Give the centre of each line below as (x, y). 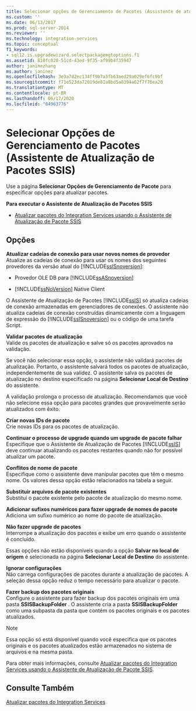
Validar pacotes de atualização (44, 336)
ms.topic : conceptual (32, 44)
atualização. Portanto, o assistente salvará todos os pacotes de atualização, (97, 367)
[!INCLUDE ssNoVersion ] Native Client (60, 289)
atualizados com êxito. (33, 409)
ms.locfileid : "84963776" (37, 104)
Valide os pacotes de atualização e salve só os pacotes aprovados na (90, 343)
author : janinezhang (31, 66)
